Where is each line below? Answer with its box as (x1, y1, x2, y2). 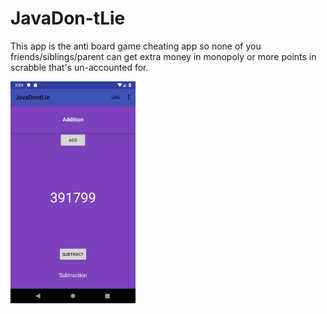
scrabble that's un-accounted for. (10, 61, 149, 73)
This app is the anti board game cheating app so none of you (10, 40, 262, 52)
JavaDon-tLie (10, 7, 126, 30)
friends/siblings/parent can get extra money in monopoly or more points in (10, 50, 317, 62)
